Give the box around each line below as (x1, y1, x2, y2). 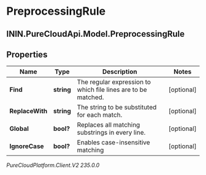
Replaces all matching (77, 121, 140, 129)
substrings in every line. (77, 128, 146, 137)
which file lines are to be (77, 86, 147, 94)
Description (102, 67, 137, 76)
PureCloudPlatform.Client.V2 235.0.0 (6, 162, 100, 169)
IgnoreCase (9, 142, 44, 151)
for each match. (77, 111, 123, 119)
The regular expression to (77, 78, 151, 86)
